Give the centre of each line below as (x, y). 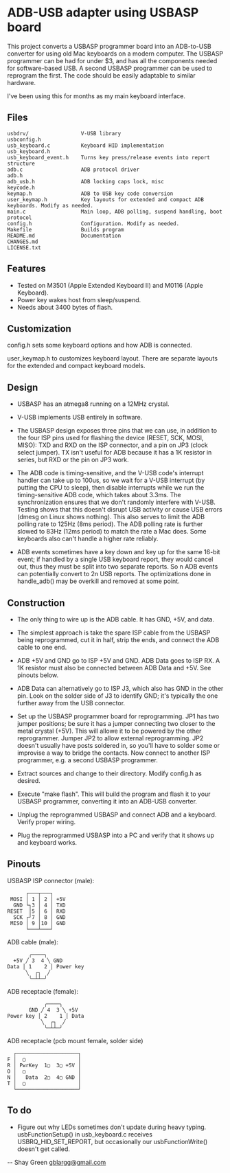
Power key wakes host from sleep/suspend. (79, 299)
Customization (39, 329)
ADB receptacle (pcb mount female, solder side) (75, 1040)
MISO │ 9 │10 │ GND (38, 923)
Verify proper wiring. (46, 822)
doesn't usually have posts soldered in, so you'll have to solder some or (118, 745)
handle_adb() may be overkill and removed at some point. (98, 581)
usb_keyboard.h (29, 151)
